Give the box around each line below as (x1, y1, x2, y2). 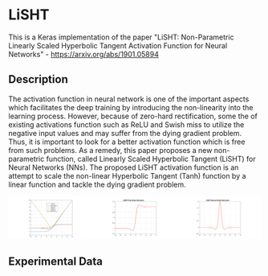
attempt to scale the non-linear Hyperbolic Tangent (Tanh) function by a (8, 171, 246, 180)
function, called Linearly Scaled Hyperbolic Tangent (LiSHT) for (46, 154, 257, 163)
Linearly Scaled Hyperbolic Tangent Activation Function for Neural (8, 40, 228, 50)
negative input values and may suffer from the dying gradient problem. (8, 128, 242, 138)
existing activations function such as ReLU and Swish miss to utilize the (8, 119, 245, 130)
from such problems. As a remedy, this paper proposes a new (8, 145, 213, 154)
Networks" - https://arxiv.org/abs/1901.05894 (8, 49, 159, 59)
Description (8, 72, 68, 86)
